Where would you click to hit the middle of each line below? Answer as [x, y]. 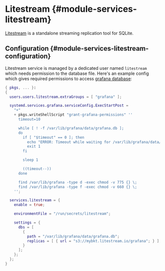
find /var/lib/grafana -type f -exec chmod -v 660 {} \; [78, 187]
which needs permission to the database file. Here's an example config [77, 73]
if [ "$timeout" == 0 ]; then [54, 137]
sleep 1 [30, 160]
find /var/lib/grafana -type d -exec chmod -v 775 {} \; [78, 182]
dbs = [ [26, 227]
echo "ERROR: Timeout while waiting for [69, 142]
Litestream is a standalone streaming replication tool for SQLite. [69, 33]
